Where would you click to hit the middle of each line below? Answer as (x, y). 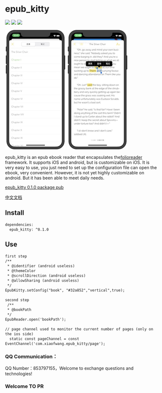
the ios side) (19, 334)
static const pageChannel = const (44, 339)
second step (17, 300)
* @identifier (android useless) (41, 266)
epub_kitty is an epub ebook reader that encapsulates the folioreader (74, 157)
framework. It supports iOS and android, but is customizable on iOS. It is (77, 162)
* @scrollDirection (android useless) (46, 275)
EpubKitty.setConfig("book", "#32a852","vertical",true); (65, 290)
